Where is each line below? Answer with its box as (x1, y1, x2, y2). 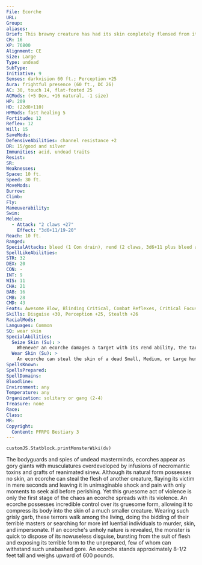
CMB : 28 (6, 295, 26, 301)
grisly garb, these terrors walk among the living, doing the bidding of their (6, 513, 189, 521)
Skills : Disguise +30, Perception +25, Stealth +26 (6, 311, 138, 317)
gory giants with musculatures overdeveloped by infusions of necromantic (6, 462, 191, 470)
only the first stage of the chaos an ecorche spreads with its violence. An (6, 495, 188, 502)
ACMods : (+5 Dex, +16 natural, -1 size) (6, 93, 109, 99)
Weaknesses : (6, 166, 36, 172)
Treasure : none (6, 401, 44, 407)
